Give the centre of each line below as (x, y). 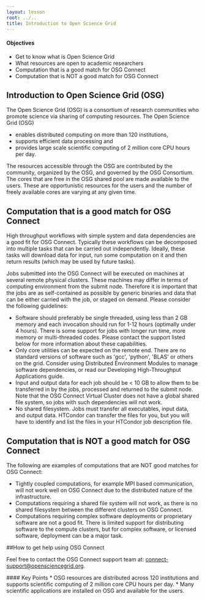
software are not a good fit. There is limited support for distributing (99, 523)
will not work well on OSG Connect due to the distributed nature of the (104, 491)
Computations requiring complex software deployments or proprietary (103, 516)
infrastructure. (33, 497)
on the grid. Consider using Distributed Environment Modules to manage (106, 363)
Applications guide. (39, 376)
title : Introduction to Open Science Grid (61, 23)
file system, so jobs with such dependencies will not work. (89, 402)
